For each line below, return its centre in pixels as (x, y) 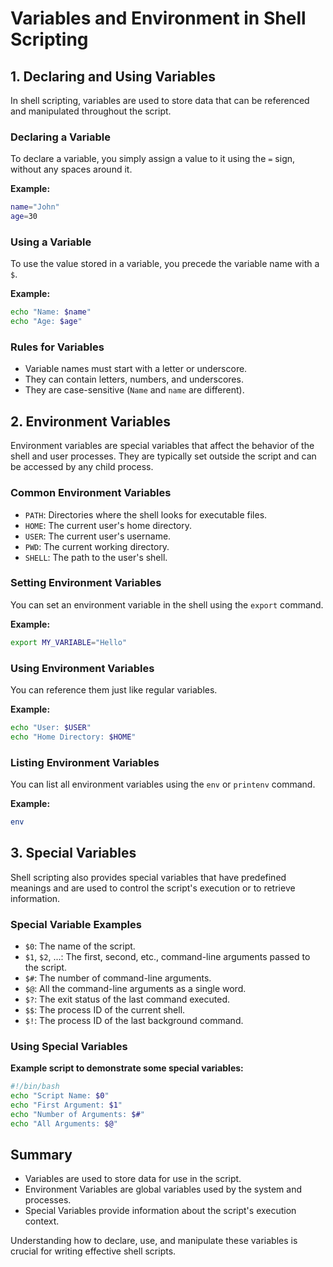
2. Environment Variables (91, 421)
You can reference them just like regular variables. (114, 689)
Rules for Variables (57, 347)
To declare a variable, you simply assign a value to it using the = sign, (153, 159)
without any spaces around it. (71, 169)
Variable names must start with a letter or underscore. (136, 369)
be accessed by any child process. (82, 467)
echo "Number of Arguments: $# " (77, 1114)
